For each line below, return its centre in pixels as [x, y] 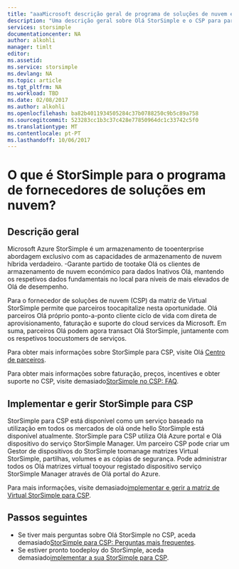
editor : [19, 54]
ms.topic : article [34, 80]
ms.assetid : [25, 61]
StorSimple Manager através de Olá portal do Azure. [84, 474]
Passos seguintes [47, 518]
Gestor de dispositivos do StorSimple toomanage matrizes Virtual [103, 451]
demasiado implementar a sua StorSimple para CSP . [93, 558]
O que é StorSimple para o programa [117, 175]
